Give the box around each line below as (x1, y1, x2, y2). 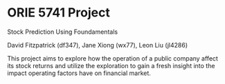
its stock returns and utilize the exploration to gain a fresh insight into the (7, 61, 215, 70)
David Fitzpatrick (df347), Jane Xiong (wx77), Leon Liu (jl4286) (7, 41, 188, 49)
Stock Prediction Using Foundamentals (7, 28, 118, 36)
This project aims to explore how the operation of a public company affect (7, 54, 218, 63)
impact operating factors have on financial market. (7, 69, 151, 77)
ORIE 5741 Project (7, 5, 111, 21)
